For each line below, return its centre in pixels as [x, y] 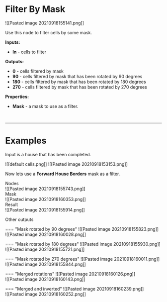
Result [12, 204]
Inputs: [13, 42]
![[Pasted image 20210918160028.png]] [45, 234]
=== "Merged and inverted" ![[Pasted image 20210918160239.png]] [75, 289]
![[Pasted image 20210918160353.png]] [45, 199]
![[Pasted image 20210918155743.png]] [45, 189]
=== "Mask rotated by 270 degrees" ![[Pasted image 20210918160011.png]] [83, 259]
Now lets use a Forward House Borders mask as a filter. [63, 174]
